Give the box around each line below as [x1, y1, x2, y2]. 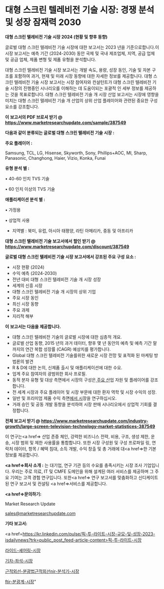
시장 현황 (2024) [12, 264, 45, 270]
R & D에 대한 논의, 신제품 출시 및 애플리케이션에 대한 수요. [12, 365, 122, 370]
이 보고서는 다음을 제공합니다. [5, 323, 61, 329]
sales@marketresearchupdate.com [5, 510, 76, 516]
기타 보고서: [5, 520, 28, 526]
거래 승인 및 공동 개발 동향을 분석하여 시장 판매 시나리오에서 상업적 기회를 [12, 401, 152, 407]
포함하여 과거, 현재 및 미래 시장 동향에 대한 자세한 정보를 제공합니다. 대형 [14, 73, 153, 79]
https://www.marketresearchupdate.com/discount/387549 [5, 244, 130, 249]
